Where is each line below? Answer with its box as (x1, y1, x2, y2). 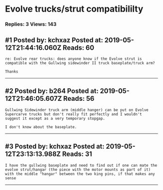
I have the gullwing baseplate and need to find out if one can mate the (5, 163, 158, 168)
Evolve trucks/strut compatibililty (5, 3, 144, 15)
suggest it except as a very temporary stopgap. (5, 116, 105, 121)
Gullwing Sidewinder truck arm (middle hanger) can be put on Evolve (5, 107, 149, 113)
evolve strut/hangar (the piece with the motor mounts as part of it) (5, 167, 151, 172)
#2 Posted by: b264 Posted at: (5, 87, 99, 95)
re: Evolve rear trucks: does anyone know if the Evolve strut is (5, 56, 142, 61)
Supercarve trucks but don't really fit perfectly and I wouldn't (5, 112, 142, 116)
